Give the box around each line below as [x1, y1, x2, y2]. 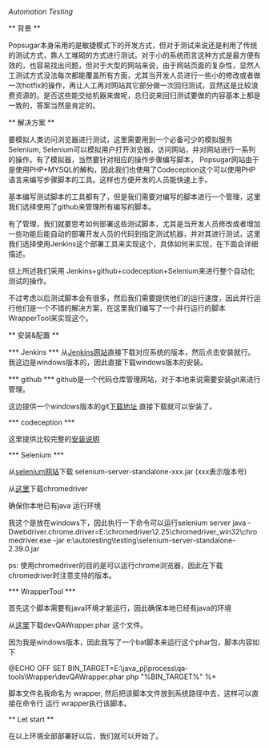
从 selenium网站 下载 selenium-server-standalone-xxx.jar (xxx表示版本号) [8, 467, 247, 476]
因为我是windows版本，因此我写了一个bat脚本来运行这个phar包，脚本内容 [8, 637, 253, 647]
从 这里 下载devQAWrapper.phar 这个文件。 [8, 620, 148, 629]
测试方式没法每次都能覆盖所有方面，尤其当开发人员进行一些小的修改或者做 [14, 71, 261, 79]
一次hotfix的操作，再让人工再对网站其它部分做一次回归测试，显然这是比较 [8, 80, 252, 90]
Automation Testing [8, 7, 74, 16]
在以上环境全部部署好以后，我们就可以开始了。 [8, 731, 163, 741]
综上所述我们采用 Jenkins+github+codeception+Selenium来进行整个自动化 [8, 266, 255, 275]
